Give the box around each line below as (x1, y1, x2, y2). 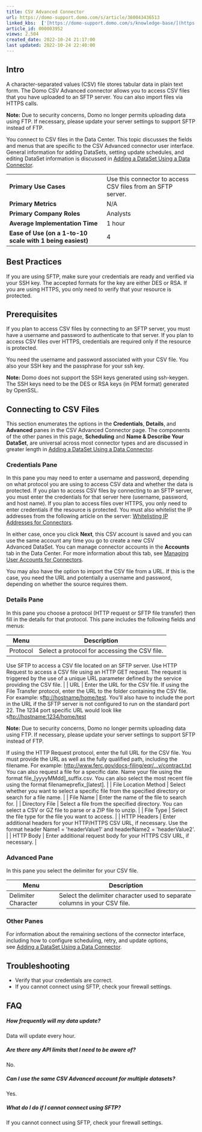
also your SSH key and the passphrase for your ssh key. (6, 362, 145, 370)
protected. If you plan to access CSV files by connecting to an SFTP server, (6, 487, 193, 494)
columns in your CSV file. (59, 899, 130, 907)
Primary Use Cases (9, 182, 66, 190)
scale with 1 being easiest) (9, 236, 88, 245)
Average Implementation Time (9, 219, 98, 227)
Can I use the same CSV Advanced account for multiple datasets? (6, 1075, 176, 1082)
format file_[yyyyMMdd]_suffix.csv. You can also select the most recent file (6, 774, 193, 782)
